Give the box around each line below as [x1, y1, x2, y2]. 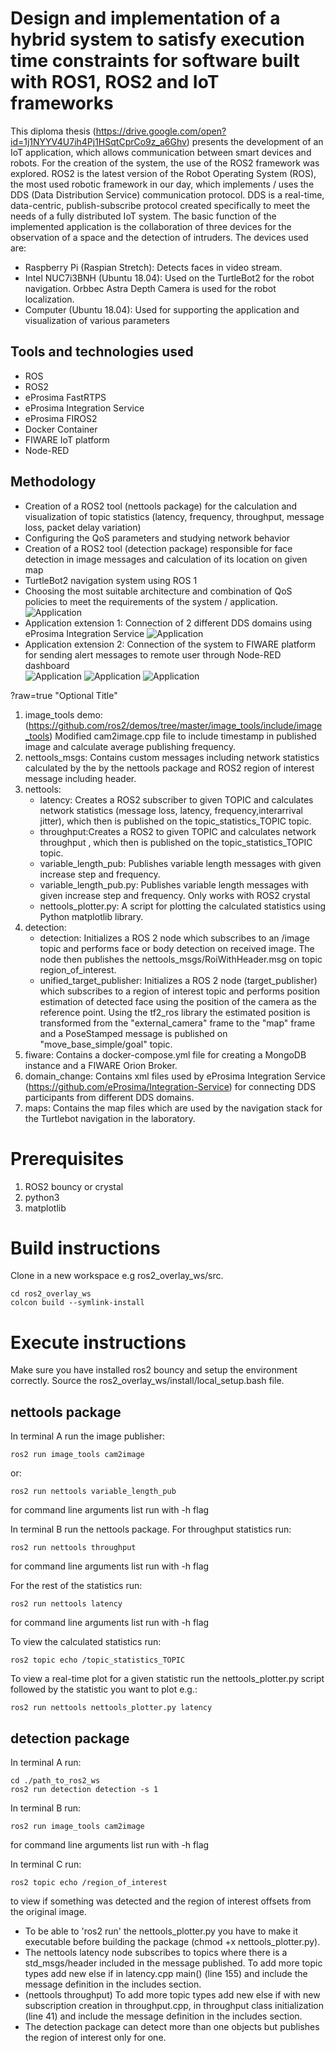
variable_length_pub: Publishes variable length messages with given [39, 857, 322, 869]
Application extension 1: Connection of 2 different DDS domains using [24, 617, 313, 629]
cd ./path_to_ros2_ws [10, 1776, 101, 1786]
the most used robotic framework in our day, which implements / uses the [10, 178, 315, 190]
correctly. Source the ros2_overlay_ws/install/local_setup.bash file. [10, 1375, 285, 1387]
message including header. [24, 772, 137, 784]
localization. [24, 293, 75, 305]
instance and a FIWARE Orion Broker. [24, 1059, 178, 1071]
